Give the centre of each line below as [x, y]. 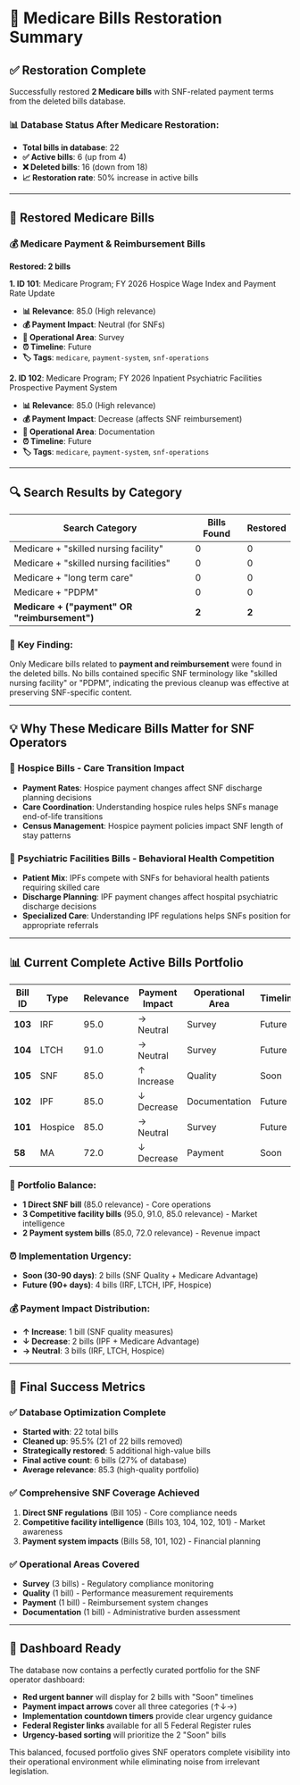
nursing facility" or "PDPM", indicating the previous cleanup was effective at [149, 683]
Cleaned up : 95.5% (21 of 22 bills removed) [102, 1441]
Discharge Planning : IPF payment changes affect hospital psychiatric [150, 897]
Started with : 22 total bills [70, 1432]
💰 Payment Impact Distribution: [79, 1309]
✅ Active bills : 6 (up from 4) [74, 157]
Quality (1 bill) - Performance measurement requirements [128, 1593]
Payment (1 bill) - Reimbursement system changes [115, 1603]
